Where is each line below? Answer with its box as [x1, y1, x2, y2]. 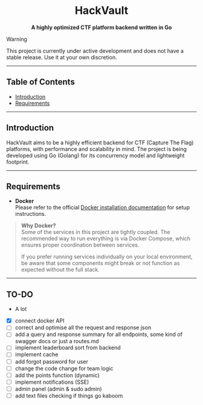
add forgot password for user [14, 358, 89, 365]
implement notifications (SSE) [14, 378, 89, 386]
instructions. [14, 210, 47, 218]
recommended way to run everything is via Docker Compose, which [21, 235, 191, 243]
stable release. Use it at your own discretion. [6, 53, 117, 61]
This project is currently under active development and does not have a [6, 47, 184, 55]
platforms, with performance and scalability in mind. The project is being [6, 145, 187, 152]
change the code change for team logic [14, 364, 114, 372]
